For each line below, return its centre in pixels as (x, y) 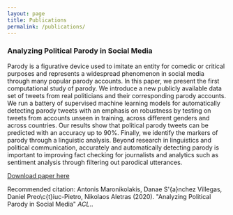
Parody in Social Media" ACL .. (50, 204)
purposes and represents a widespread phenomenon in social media (106, 73)
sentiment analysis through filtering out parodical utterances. (95, 162)
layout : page (26, 14)
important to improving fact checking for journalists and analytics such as (113, 154)
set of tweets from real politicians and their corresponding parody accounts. (117, 95)
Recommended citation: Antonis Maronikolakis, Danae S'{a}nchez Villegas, (115, 189)
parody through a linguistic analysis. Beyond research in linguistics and (109, 140)
